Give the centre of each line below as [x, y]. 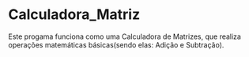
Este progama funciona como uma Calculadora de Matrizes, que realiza [124, 36]
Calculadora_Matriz [74, 15]
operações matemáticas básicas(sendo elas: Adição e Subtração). [116, 44]
